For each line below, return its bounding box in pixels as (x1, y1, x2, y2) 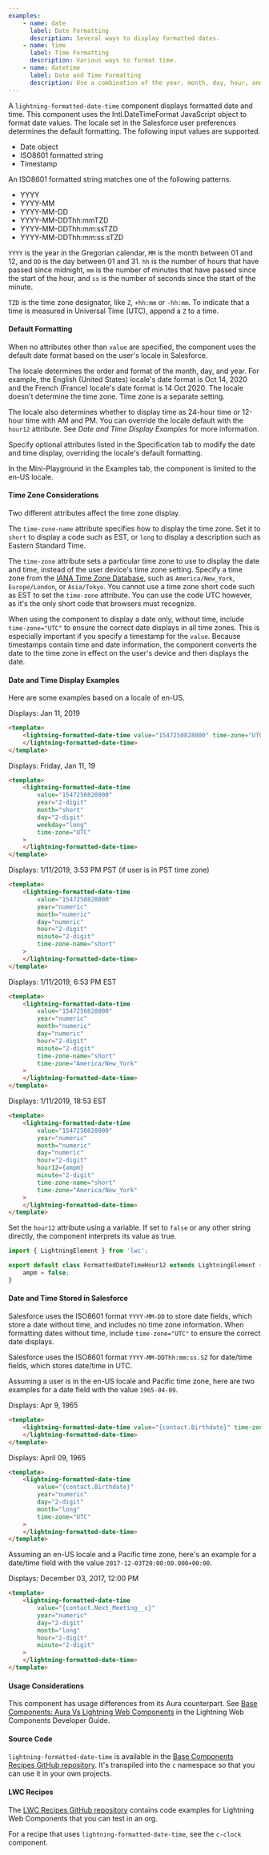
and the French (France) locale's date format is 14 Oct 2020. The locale (8, 383, 244, 392)
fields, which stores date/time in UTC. (8, 1361, 133, 1371)
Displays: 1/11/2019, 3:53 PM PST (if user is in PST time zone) (8, 865, 210, 875)
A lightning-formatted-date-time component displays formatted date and (8, 101, 254, 110)
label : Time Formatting (29, 49, 110, 57)
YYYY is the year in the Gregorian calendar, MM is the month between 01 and (8, 247, 253, 257)
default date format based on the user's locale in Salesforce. (8, 350, 208, 360)
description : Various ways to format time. (29, 57, 178, 65)
